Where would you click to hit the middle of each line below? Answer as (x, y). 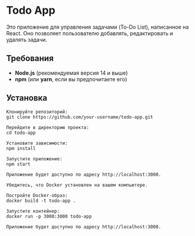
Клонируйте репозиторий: (37, 112)
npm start (18, 164)
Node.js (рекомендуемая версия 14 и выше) (71, 73)
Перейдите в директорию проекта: (48, 127)
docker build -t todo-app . (41, 201)
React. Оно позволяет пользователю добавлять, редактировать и (90, 33)
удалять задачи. (27, 39)
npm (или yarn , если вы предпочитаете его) (71, 79)
